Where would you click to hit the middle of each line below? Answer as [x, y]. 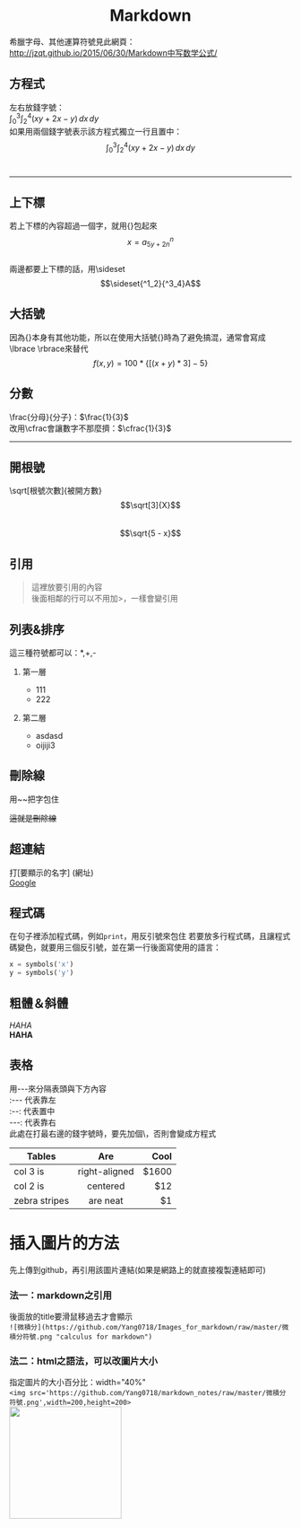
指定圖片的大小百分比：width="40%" [77, 1383]
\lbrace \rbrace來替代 [49, 348]
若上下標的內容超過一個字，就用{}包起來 [83, 226]
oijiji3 [45, 745]
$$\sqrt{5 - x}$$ [150, 533]
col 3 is [29, 1171]
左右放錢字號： [37, 107]
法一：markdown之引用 [60, 1295]
